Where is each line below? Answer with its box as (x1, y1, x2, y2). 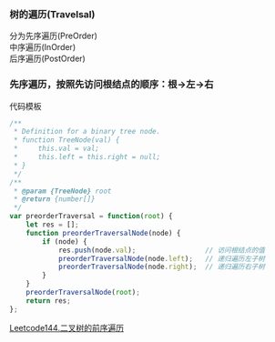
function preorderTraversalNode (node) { (25, 228, 181, 237)
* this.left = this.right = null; (13, 153, 161, 162)
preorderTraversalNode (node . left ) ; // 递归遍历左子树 (57, 254, 266, 263)
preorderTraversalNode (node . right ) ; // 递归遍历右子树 (57, 262, 266, 272)
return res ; (25, 296, 71, 306)
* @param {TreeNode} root (13, 186, 112, 196)
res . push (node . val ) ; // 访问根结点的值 (57, 246, 266, 255)
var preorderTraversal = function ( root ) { (9, 212, 173, 221)
